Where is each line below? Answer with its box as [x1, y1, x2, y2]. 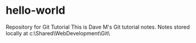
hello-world [5, 4, 66, 17]
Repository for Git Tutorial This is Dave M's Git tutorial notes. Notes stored [5, 23, 190, 30]
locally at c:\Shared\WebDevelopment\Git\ [5, 29, 110, 36]
